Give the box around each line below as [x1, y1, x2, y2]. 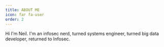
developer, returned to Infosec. [5, 36, 70, 42]
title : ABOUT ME [5, 7, 40, 13]
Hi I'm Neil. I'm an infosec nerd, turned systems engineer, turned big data [5, 31, 159, 37]
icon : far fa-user [5, 12, 44, 17]
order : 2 [5, 17, 24, 22]
